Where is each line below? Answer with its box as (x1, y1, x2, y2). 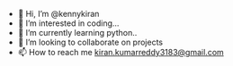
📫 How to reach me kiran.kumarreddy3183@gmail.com (17, 47, 225, 57)
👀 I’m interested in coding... (17, 18, 120, 29)
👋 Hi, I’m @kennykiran (17, 9, 100, 19)
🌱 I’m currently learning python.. (17, 28, 138, 37)
